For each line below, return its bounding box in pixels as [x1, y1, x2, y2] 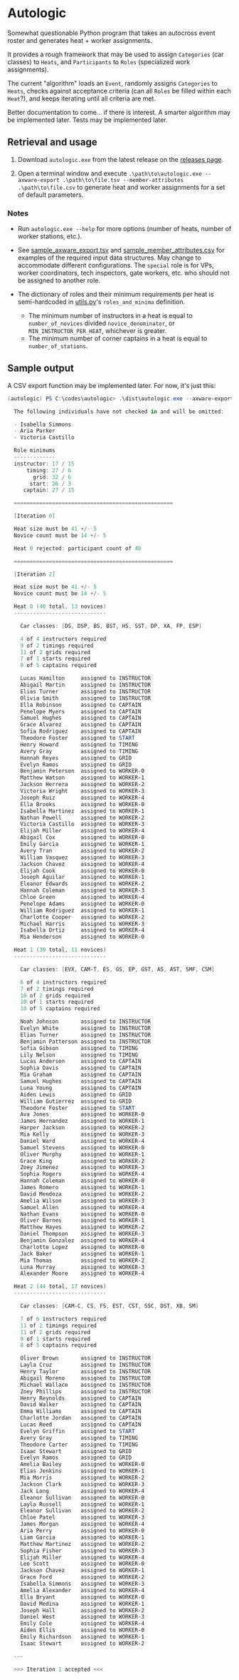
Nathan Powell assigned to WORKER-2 [20, 814, 144, 821]
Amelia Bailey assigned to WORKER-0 [20, 1461, 144, 1468]
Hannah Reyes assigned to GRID [20, 754, 132, 761]
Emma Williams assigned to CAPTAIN [20, 1407, 142, 1415]
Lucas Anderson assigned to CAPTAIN [20, 1058, 142, 1065]
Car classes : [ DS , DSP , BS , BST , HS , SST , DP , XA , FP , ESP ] [20, 622, 202, 629]
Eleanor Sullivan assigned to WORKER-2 [20, 1507, 144, 1514]
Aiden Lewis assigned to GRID [20, 1091, 132, 1098]
